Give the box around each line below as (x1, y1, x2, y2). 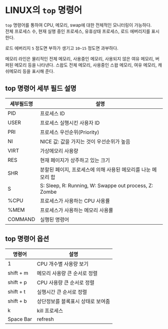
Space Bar (7, 316, 32, 323)
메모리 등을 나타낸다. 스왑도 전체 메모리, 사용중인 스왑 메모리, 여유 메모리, (14, 62, 157, 68)
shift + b (7, 298, 27, 305)
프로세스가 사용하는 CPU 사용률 (39, 197, 110, 204)
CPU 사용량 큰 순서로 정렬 (36, 279, 94, 286)
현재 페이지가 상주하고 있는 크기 (39, 157, 110, 164)
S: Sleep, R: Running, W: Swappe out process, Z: (39, 182, 153, 189)
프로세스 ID (39, 110, 65, 117)
